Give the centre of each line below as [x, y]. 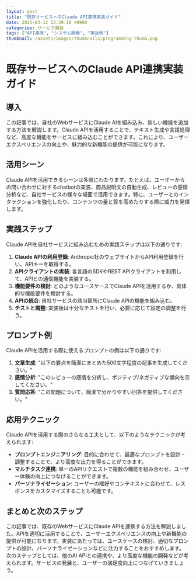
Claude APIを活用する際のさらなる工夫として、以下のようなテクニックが [93, 435]
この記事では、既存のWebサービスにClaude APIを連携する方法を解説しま [94, 526]
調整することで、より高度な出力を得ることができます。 [80, 462]
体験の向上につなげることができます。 [66, 476]
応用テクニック [33, 419]
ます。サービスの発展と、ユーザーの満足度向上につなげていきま [97, 563]
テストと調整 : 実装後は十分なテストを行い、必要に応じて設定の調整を [98, 308]
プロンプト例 [29, 336]
